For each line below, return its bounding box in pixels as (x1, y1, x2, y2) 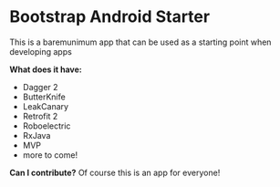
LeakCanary (22, 100, 69, 111)
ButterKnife (22, 91, 66, 102)
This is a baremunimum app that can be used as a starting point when (9, 36, 272, 47)
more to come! (22, 149, 78, 161)
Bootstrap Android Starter (9, 6, 211, 27)
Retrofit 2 (22, 110, 58, 121)
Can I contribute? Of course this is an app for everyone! (9, 167, 221, 178)
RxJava (22, 130, 51, 140)
